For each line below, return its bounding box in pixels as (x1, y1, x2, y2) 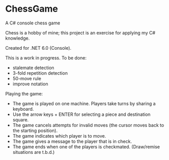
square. (12, 116, 29, 122)
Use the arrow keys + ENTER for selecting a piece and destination (12, 111, 151, 117)
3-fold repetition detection (12, 70, 68, 76)
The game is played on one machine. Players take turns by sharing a (12, 100, 156, 107)
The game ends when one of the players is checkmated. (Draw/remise (12, 143, 160, 150)
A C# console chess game (5, 20, 60, 26)
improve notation (12, 81, 48, 87)
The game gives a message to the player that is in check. (12, 138, 132, 144)
